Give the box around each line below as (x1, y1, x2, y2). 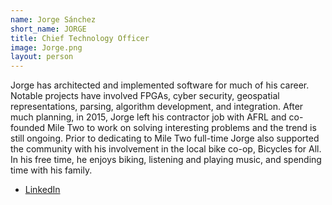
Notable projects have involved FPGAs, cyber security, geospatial (10, 90, 280, 102)
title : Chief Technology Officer (10, 33, 150, 43)
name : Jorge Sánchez (10, 14, 97, 25)
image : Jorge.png (10, 42, 83, 53)
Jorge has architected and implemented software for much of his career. (10, 79, 310, 91)
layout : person (10, 52, 74, 62)
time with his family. (10, 164, 93, 176)
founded (10, 122, 46, 134)
